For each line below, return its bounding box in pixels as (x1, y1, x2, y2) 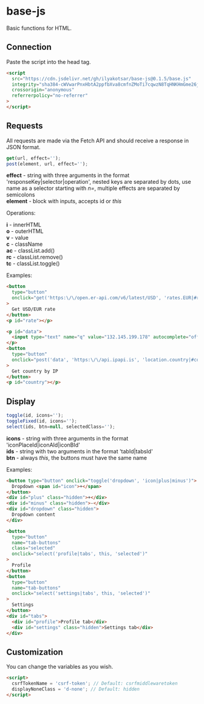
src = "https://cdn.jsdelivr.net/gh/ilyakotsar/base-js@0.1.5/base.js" (12, 75, 191, 82)
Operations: (6, 209, 36, 217)
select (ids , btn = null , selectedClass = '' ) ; (6, 423, 115, 430)
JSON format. (6, 143, 41, 150)
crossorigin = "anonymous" (12, 87, 75, 93)
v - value (6, 234, 29, 242)
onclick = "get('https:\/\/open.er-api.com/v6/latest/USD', (12, 295, 162, 301)
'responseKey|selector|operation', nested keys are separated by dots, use (6, 178, 191, 186)
